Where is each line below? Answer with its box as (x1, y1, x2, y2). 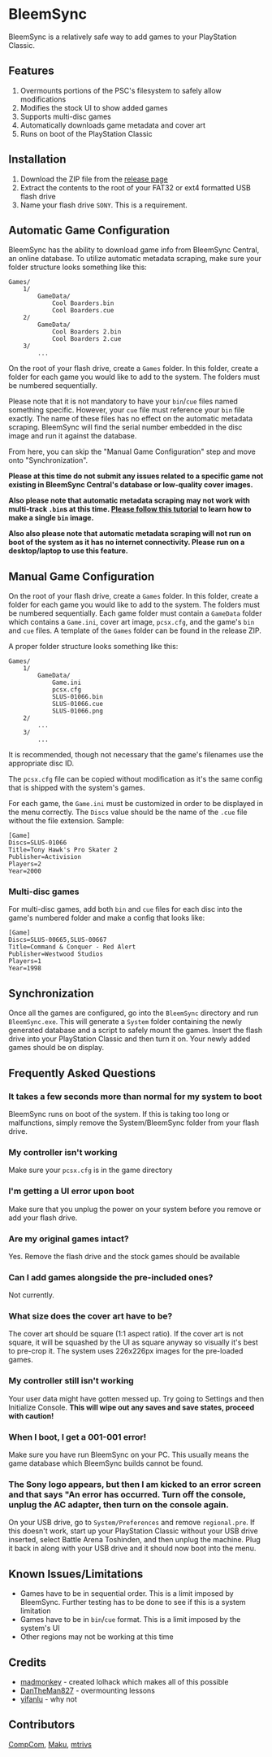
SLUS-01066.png (51, 707, 104, 716)
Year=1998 (8, 965, 42, 973)
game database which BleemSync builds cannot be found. (8, 1458, 204, 1468)
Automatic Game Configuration (8, 223, 171, 237)
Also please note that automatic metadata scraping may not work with (8, 495, 250, 505)
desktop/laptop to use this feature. (8, 546, 128, 556)
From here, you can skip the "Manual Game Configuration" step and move (8, 447, 256, 456)
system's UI (19, 1624, 61, 1633)
